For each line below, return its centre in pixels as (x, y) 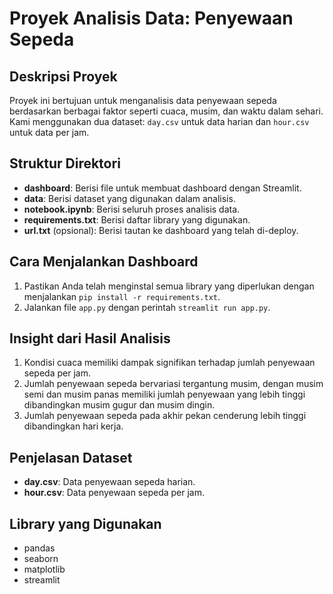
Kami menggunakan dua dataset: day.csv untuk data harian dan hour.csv (159, 121)
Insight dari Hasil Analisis (90, 338)
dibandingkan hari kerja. (73, 426)
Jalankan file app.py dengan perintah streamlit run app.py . (147, 307)
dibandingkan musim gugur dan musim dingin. (119, 405)
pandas (39, 548)
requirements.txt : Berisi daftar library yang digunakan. (137, 219)
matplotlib (44, 569)
